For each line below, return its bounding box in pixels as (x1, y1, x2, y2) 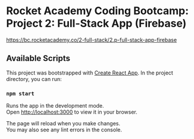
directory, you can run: (6, 75, 62, 82)
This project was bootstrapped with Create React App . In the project (6, 69, 174, 76)
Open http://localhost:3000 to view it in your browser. (6, 108, 138, 116)
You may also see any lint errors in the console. (6, 126, 122, 134)
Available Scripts (6, 53, 70, 63)
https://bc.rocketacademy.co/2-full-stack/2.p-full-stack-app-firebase (6, 36, 177, 43)
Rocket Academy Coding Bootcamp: (6, 4, 189, 18)
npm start (6, 90, 35, 97)
